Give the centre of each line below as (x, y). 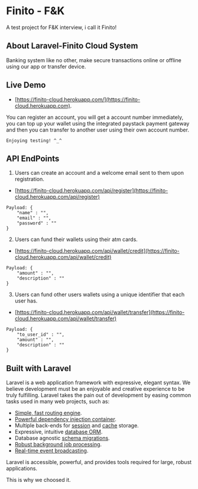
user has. (26, 301)
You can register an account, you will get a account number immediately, (95, 117)
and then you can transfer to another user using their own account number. (98, 130)
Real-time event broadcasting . (51, 451)
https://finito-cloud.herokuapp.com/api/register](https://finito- (92, 191)
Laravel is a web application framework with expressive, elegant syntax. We (98, 382)
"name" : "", (33, 213)
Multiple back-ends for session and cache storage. (77, 426)
